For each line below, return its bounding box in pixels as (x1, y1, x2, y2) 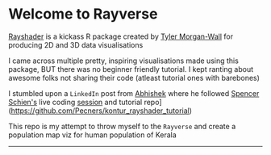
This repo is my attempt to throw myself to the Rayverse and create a (8, 121, 236, 131)
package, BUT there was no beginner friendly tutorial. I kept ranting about (8, 64, 254, 73)
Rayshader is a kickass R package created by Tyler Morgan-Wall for (8, 31, 234, 41)
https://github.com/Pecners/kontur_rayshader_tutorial (10, 106, 190, 115)
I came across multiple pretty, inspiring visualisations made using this (8, 56, 240, 65)
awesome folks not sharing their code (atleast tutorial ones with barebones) (8, 73, 261, 82)
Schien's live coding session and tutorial (8, 97, 143, 107)
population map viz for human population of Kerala (8, 130, 177, 140)
